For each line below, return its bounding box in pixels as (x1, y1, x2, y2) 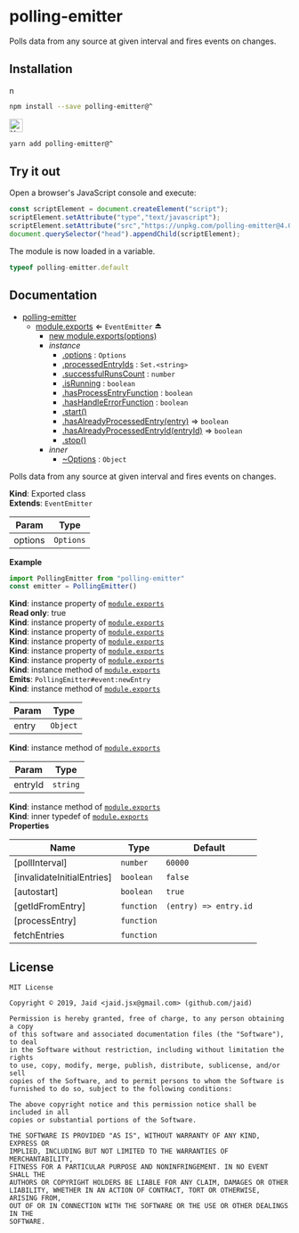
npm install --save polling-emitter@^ (9, 102, 153, 111)
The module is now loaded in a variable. (9, 245, 156, 256)
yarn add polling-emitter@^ (9, 139, 114, 148)
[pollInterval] (13, 857, 68, 869)
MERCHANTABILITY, (9, 1155, 74, 1164)
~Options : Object (61, 453, 127, 464)
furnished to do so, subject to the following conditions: (9, 1085, 233, 1094)
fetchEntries (13, 929, 65, 941)
